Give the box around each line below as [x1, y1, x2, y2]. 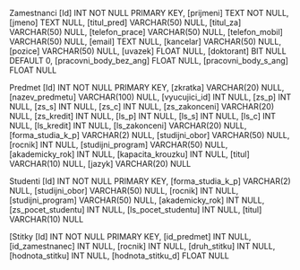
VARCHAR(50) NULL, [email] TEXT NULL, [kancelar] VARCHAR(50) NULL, [9, 36, 282, 47]
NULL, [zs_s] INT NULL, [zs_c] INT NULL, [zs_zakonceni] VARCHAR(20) [9, 101, 275, 111]
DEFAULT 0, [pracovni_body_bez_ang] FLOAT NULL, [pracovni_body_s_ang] [9, 56, 289, 65]
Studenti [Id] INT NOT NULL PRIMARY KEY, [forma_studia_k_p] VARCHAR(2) [9, 176, 291, 187]
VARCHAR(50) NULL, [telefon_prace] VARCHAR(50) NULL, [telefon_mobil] [9, 27, 284, 37]
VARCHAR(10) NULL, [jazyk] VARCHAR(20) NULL [9, 159, 192, 169]
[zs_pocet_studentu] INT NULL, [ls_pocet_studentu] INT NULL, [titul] [9, 205, 262, 214]
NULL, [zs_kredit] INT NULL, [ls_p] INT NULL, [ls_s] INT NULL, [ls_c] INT [9, 111, 276, 121]
